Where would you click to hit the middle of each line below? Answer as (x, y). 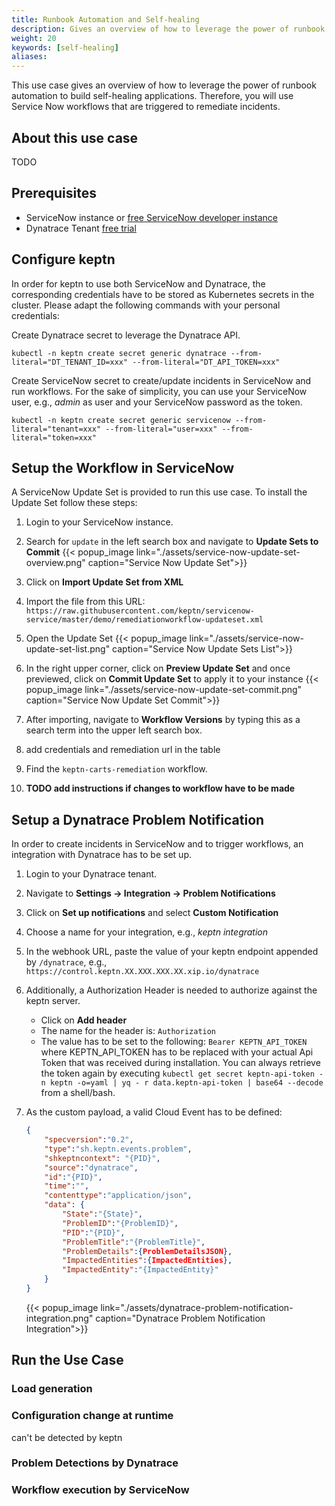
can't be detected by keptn (67, 1437)
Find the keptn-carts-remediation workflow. (116, 769)
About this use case (75, 137)
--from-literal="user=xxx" (161, 429)
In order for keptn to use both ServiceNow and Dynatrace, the (138, 283)
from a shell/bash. (78, 1093)
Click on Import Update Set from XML (104, 582)
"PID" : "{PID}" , (94, 1232)
